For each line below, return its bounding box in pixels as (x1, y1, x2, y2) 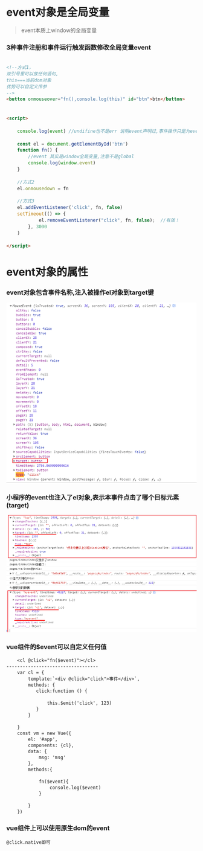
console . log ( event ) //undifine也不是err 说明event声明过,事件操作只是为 (17, 128, 190, 134)
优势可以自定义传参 (6, 83, 47, 89)
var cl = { (17, 670, 45, 676)
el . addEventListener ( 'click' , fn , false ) (17, 205, 123, 211)
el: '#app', (28, 736, 59, 743)
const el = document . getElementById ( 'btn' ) (17, 141, 129, 147)
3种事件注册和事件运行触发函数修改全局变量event (6, 43, 151, 51)
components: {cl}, (28, 742, 74, 749)
